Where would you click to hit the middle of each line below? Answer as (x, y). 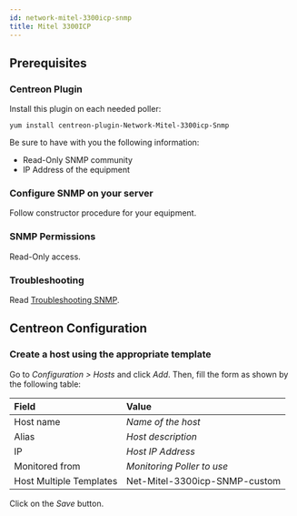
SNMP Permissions (53, 237)
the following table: (45, 384)
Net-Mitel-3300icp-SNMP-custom (203, 481)
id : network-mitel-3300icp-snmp (70, 18)
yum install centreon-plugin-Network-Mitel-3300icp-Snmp (119, 126)
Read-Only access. (45, 257)
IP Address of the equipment (76, 170)
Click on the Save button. (57, 503)
